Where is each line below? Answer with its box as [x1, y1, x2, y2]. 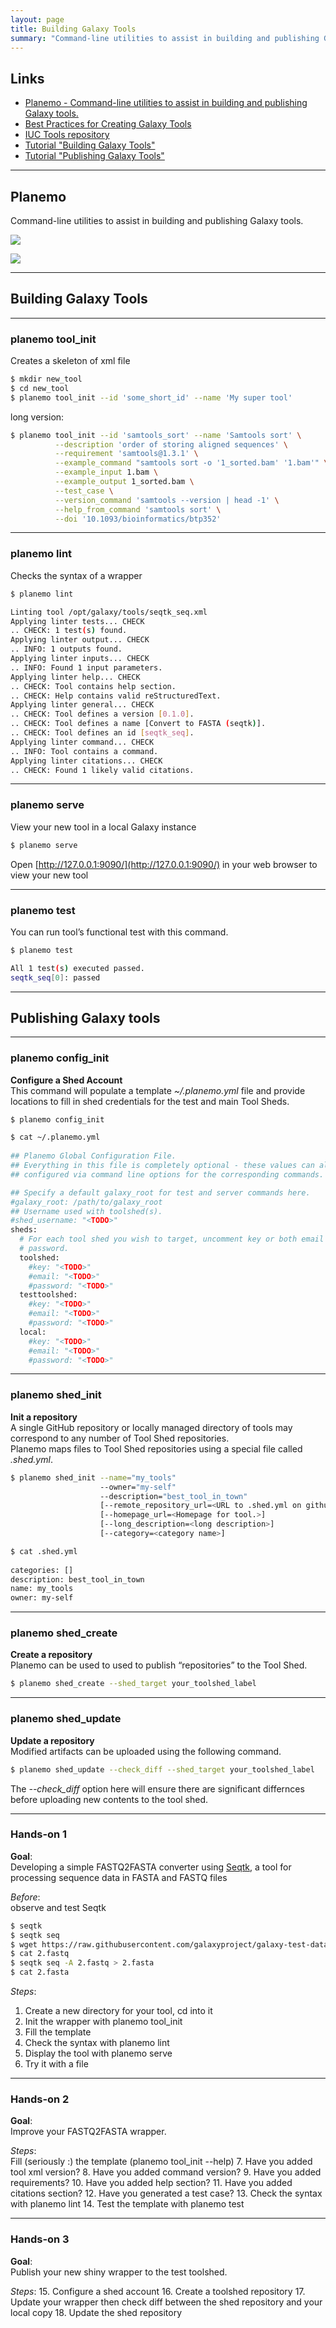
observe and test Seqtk [10, 1901, 107, 1913]
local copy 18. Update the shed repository [10, 2306, 183, 2318]
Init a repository [10, 1411, 78, 1423]
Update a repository [10, 1734, 95, 1746]
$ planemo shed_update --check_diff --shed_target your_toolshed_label [10, 1764, 315, 1775]
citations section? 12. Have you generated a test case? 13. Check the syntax [10, 2187, 323, 2200]
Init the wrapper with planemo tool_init [24, 2016, 183, 2028]
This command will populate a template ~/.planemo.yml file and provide [10, 1084, 306, 1096]
